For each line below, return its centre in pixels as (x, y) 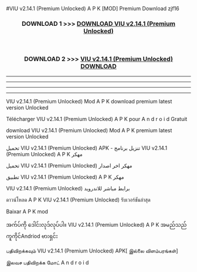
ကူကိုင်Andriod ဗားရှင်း (32, 236)
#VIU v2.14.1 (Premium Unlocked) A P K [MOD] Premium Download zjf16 (93, 9)
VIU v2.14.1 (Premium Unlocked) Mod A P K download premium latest (89, 101)
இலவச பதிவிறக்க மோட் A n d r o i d (47, 262)
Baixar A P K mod (27, 211)
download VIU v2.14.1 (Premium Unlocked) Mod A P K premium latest (89, 130)
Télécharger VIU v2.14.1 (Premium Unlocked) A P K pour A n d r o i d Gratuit (97, 119)
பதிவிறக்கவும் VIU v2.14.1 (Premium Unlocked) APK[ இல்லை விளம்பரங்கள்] (92, 251)
